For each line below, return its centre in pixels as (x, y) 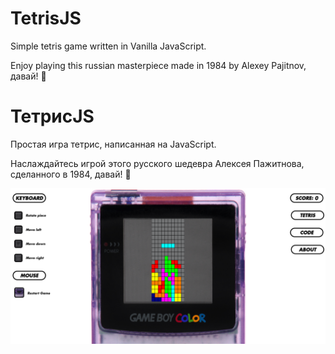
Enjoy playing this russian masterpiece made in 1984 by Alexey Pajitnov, (158, 65)
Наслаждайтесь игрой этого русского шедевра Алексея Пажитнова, (157, 163)
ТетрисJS (52, 116)
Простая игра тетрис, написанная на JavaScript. (113, 144)
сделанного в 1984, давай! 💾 (71, 174)
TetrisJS (46, 18)
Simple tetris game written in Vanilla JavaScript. (108, 46)
